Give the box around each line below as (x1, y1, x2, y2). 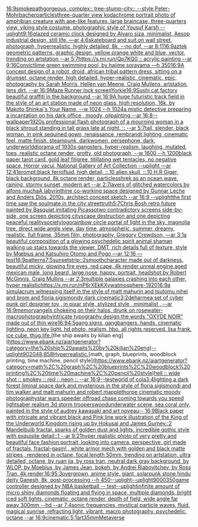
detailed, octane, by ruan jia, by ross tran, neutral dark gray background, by (6, 458, 190, 464)
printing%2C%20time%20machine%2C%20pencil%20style (6, 370, 153, 376)
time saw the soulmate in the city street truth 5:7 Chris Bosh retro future (6, 200, 176, 206)
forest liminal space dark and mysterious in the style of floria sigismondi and (6, 382, 192, 389)
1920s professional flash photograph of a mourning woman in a (29, 118, 184, 125)
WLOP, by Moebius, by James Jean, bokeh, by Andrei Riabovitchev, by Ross (6, 464, 192, 471)
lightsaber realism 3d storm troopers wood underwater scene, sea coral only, (6, 401, 190, 408)
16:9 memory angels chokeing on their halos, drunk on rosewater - (6, 307, 163, 313)
